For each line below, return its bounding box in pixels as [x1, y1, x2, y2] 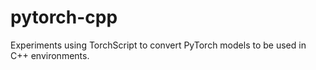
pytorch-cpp [10, 6, 118, 29]
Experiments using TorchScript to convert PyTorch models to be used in [10, 39, 307, 51]
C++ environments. [10, 49, 90, 61]
